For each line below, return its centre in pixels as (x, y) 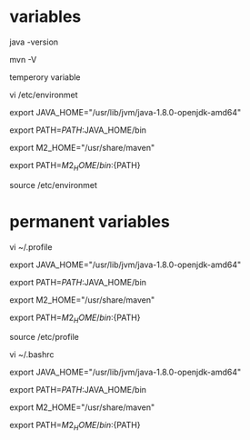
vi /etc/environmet (44, 95)
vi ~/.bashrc (32, 355)
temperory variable (45, 77)
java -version (34, 42)
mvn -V (23, 59)
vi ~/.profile (31, 246)
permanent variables (90, 221)
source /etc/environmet (54, 185)
